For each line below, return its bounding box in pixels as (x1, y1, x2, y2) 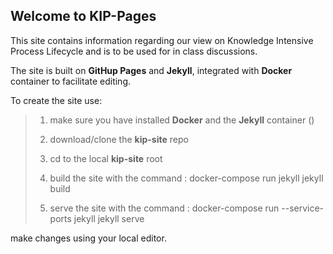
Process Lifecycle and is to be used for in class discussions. (10, 45, 258, 57)
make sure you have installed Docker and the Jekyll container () (49, 114, 315, 126)
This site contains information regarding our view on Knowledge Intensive (10, 34, 314, 46)
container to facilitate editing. (10, 75, 132, 87)
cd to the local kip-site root (49, 152, 163, 164)
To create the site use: (10, 94, 103, 106)
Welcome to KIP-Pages (10, 8, 157, 25)
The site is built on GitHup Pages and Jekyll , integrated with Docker (10, 64, 293, 76)
